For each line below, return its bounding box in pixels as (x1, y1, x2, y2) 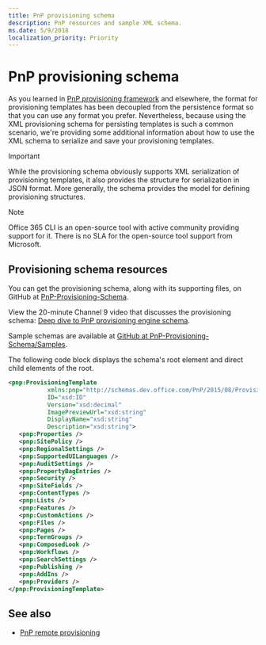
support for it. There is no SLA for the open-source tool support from (8, 231, 233, 241)
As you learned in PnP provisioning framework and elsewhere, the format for (8, 94, 258, 104)
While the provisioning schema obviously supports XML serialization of (8, 167, 240, 177)
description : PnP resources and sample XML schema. (8, 19, 182, 27)
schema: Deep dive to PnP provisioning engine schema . (8, 316, 190, 325)
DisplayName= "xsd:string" (47, 415, 133, 424)
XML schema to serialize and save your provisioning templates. (8, 136, 215, 146)
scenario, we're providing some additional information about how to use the (8, 128, 255, 137)
